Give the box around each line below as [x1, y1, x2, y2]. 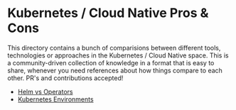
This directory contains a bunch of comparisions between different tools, [7, 43, 221, 52]
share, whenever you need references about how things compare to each [7, 66, 222, 75]
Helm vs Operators [17, 87, 73, 96]
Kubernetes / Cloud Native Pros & [7, 5, 209, 21]
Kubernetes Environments [17, 94, 94, 104]
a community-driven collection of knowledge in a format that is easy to [7, 58, 215, 67]
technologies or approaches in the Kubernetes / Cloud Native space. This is [7, 51, 229, 60]
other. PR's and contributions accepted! [7, 73, 124, 82]
